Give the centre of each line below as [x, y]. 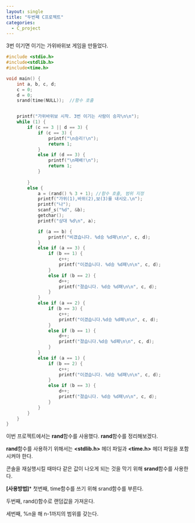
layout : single [25, 12]
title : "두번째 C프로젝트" [35, 17]
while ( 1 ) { [31, 122]
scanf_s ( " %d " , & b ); [61, 210]
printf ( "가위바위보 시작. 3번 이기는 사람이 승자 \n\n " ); [78, 117]
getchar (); [51, 215]
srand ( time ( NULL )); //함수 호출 [55, 101]
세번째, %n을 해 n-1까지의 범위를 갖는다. [52, 514]
